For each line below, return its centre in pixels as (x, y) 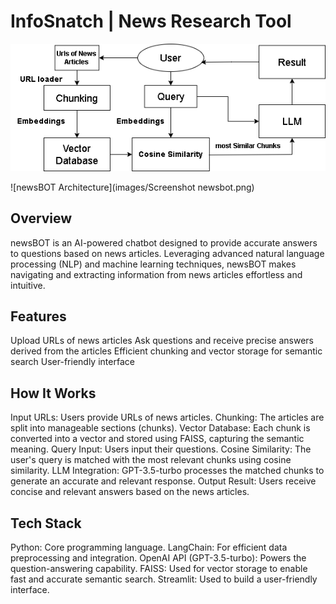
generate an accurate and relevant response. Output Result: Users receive (163, 481)
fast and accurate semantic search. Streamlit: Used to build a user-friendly (164, 579)
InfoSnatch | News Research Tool (151, 21)
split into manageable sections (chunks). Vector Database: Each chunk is (160, 428)
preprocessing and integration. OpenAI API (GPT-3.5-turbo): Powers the (158, 558)
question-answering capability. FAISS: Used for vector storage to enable (159, 569)
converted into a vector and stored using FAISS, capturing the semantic (157, 439)
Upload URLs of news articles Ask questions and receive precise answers (162, 341)
